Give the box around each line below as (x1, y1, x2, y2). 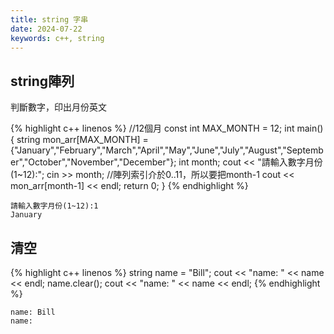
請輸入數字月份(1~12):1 (10, 201, 99, 211)
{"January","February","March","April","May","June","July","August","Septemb (10, 144, 324, 156)
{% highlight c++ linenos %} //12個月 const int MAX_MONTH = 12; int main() (10, 122, 324, 135)
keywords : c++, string (10, 33, 105, 43)
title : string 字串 (10, 14, 89, 25)
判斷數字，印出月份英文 (10, 101, 107, 113)
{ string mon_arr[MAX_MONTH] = (10, 134, 149, 146)
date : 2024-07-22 (10, 24, 83, 34)
